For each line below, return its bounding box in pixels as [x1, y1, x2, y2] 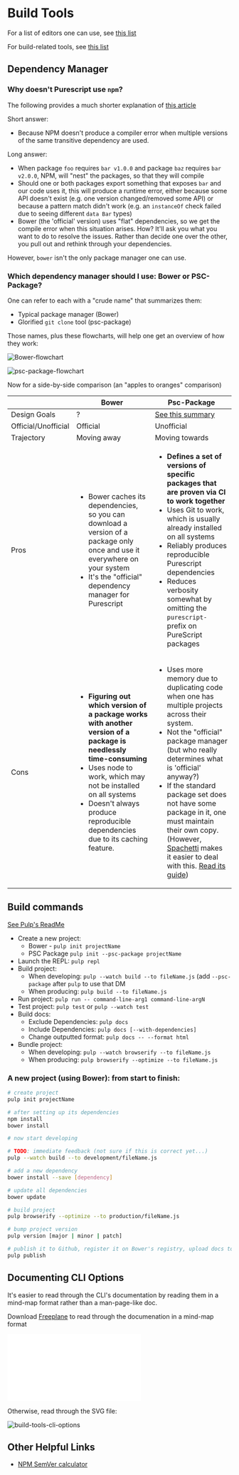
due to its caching [88, 833, 148, 843]
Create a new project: [17, 933, 82, 943]
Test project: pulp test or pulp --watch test [17, 1002, 149, 1010]
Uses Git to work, [166, 505, 225, 515]
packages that [166, 478, 217, 488]
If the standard [166, 780, 216, 790]
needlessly [88, 744, 127, 754]
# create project [7, 1090, 59, 1097]
